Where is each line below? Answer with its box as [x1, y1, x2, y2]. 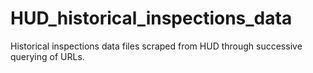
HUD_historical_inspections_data [10, 7, 293, 30]
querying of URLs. [10, 50, 85, 62]
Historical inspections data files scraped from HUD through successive [10, 40, 303, 52]
